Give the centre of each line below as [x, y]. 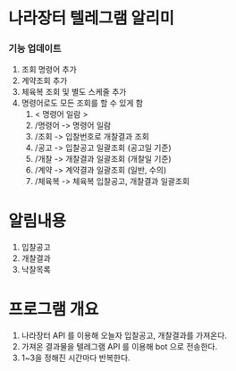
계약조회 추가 [44, 80]
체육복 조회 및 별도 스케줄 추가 [74, 92]
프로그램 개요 [54, 309]
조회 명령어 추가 [49, 70]
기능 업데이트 [35, 48]
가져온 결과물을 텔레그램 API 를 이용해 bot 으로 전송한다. [119, 347]
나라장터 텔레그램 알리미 [92, 18]
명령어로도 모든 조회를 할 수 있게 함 [82, 103]
